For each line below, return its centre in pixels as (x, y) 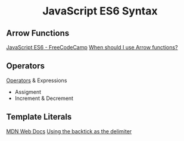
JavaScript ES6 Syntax (100, 11)
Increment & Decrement (44, 98)
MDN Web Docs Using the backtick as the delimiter (69, 131)
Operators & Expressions (37, 80)
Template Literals (39, 117)
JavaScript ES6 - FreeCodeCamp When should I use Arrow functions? (92, 47)
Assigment (28, 92)
